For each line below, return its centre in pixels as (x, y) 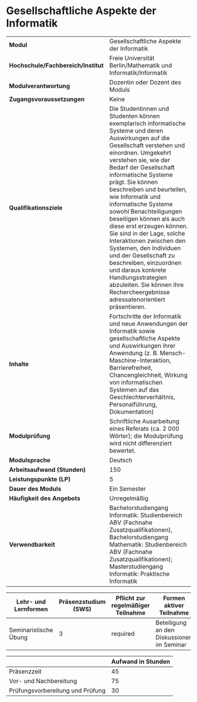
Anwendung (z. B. (134, 353)
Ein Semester (128, 488)
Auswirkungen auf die (140, 138)
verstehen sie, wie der (140, 160)
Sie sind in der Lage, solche (147, 233)
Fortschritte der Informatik (145, 316)
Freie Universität (132, 58)
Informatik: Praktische (140, 573)
